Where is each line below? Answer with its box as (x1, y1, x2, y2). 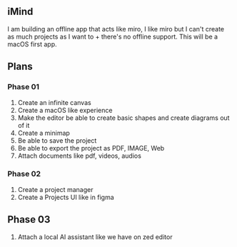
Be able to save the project (17, 136, 97, 145)
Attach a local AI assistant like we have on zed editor (17, 232, 173, 241)
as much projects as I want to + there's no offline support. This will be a (7, 32, 218, 41)
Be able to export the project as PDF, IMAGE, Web (17, 143, 165, 152)
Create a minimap (17, 128, 70, 137)
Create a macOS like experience (17, 106, 113, 114)
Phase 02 (7, 169, 41, 179)
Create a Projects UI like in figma (17, 193, 114, 201)
